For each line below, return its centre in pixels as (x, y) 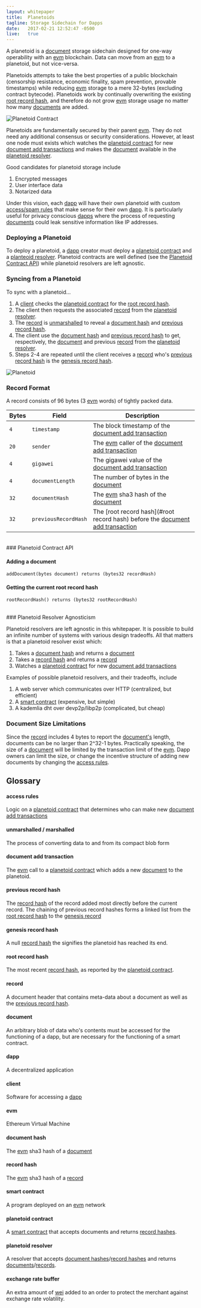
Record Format (28, 388)
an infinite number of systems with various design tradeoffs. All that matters (100, 635)
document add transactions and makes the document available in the (91, 150)
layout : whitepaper (31, 12)
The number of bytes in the (131, 477)
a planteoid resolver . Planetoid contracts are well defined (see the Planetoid (99, 257)
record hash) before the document (141, 519)
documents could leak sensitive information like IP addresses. (82, 222)
